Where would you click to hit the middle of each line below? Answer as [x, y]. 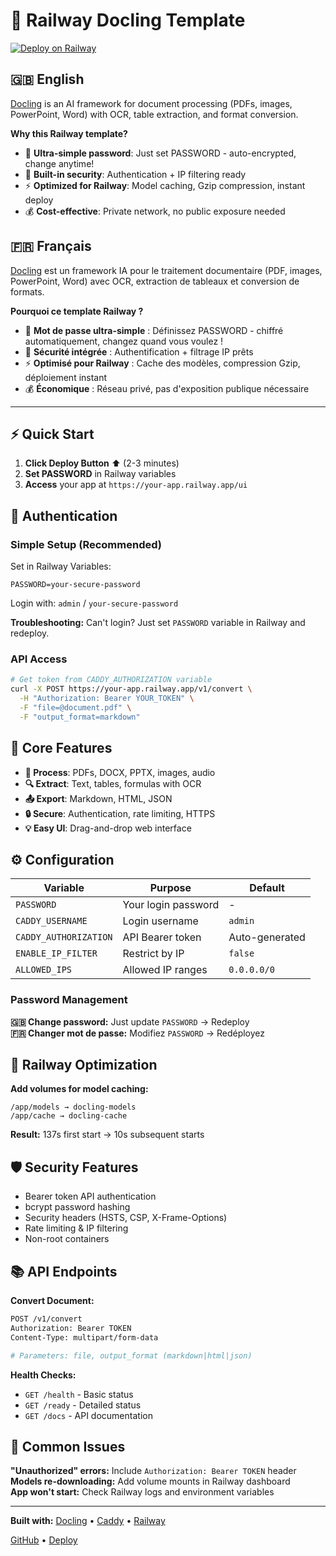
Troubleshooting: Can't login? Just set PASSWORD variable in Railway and [158, 623]
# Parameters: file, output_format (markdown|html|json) [131, 1355]
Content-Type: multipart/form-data [84, 1337]
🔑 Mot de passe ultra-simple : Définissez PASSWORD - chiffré [154, 330]
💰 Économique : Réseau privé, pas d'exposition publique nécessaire [167, 388]
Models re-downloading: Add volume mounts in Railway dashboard [150, 1481]
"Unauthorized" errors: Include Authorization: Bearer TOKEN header [153, 1471]
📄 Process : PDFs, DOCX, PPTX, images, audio [120, 772]
